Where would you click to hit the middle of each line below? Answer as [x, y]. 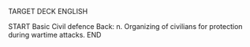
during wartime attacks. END [55, 35]
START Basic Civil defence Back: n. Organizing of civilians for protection [125, 26]
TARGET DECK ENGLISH [48, 11]
